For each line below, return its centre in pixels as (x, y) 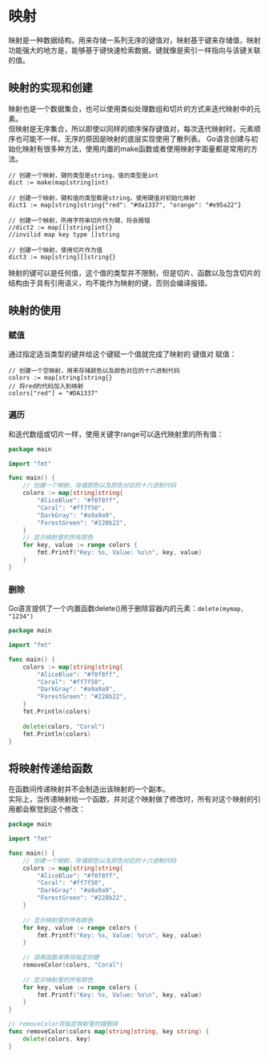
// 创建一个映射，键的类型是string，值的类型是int (83, 175)
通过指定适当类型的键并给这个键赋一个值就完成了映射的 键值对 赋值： (122, 354)
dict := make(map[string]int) (59, 182)
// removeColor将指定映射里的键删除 (63, 1024)
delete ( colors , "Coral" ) (64, 726)
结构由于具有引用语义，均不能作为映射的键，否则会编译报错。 (110, 283)
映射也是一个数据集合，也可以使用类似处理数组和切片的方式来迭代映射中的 (131, 108)
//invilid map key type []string (64, 234)
